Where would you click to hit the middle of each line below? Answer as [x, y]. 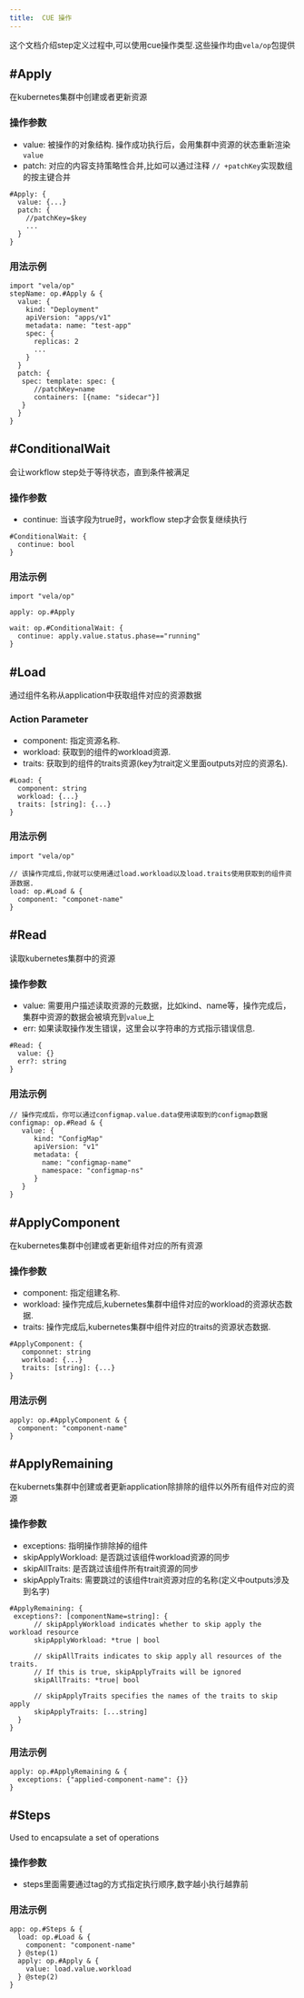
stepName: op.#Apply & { [56, 294]
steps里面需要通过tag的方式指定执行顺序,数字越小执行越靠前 [135, 1884]
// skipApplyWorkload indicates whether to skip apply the [147, 1624]
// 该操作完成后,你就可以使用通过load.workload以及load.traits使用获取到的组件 [147, 873]
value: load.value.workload [78, 1969]
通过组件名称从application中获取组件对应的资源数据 [106, 695]
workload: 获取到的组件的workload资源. [97, 752]
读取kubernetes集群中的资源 [63, 958]
